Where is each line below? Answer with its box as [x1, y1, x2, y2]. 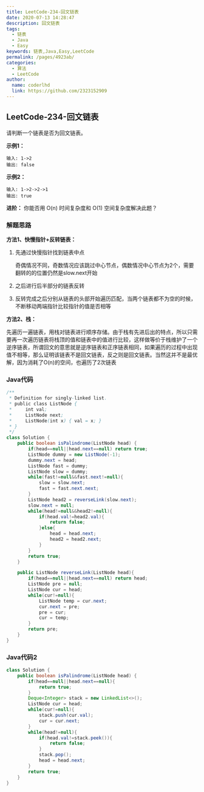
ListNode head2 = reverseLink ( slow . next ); [28, 496, 137, 503]
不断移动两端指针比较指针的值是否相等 [15, 302, 111, 310]
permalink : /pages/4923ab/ [6, 54, 75, 60]
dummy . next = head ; [28, 457, 78, 463]
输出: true [6, 192, 32, 199]
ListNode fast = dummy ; [28, 462, 88, 469]
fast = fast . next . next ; [38, 486, 99, 492]
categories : [6, 59, 36, 66]
